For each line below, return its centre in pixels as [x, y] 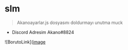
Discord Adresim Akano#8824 [43, 32]
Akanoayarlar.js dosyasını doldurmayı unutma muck [70, 22]
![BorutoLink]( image [25, 42]
